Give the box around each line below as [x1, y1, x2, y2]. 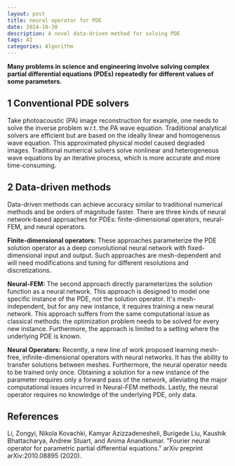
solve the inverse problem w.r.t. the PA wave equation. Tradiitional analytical [7, 124, 227, 132]
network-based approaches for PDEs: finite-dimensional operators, [7, 215, 202, 224]
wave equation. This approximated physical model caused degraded [7, 138, 206, 147]
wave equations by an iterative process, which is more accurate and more [7, 153, 221, 162]
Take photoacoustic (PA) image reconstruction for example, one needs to [7, 116, 219, 124]
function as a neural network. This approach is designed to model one [7, 287, 210, 295]
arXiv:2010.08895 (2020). [7, 451, 82, 460]
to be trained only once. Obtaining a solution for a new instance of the [7, 368, 209, 376]
